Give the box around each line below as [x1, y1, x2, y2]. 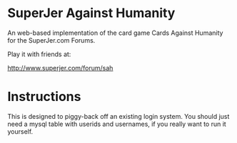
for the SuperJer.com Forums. [7, 36, 96, 44]
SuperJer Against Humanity [7, 5, 176, 21]
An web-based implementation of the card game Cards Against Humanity [7, 28, 223, 37]
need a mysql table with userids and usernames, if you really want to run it [7, 120, 226, 128]
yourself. [7, 127, 34, 136]
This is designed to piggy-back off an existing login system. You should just [7, 112, 230, 120]
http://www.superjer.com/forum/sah [7, 63, 114, 72]
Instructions [7, 89, 81, 105]
